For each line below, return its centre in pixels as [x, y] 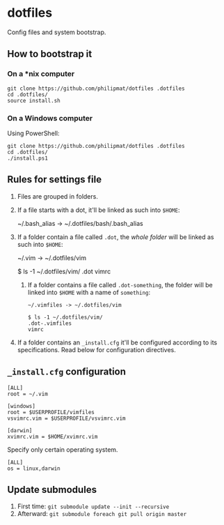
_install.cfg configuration [67, 372]
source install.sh [34, 100]
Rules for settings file [55, 180]
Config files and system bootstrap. [57, 32]
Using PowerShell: [33, 133]
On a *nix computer [41, 74]
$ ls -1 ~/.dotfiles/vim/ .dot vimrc [64, 271]
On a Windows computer [50, 118]
